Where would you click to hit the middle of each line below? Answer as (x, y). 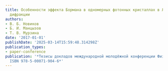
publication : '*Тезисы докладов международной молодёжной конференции (80, 56)
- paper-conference (25, 51)
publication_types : (25, 47)
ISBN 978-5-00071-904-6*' (37, 61)
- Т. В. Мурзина (22, 33)
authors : (14, 19)
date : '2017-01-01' (25, 38)
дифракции (20, 14)
